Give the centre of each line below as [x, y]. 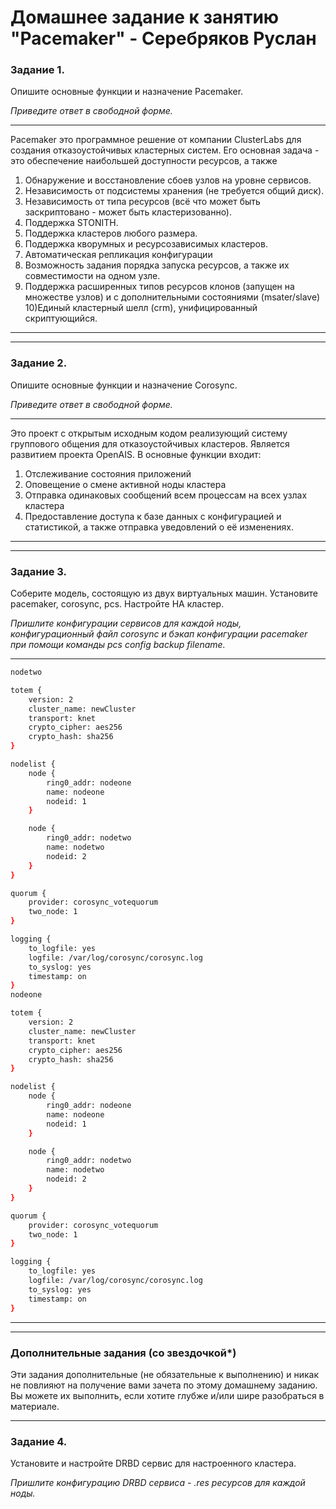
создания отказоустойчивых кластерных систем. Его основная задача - [165, 150]
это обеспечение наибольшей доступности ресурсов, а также [144, 161]
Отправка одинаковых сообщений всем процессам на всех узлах [166, 495]
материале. [35, 1406]
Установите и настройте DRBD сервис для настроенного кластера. [153, 1463]
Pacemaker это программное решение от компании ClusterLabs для [156, 140]
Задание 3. [39, 571]
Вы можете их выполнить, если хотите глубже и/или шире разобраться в [167, 1395]
